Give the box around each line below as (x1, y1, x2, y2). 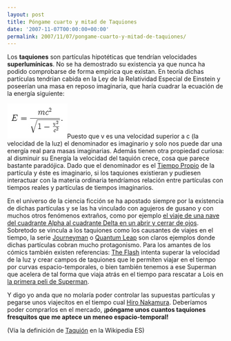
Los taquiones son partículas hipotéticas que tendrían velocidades (7, 52, 197, 61)
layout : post (7, 11, 45, 18)
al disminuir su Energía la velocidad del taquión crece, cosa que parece (7, 154, 210, 162)
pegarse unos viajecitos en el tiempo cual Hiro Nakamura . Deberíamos (7, 298, 208, 306)
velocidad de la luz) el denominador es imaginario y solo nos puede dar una (7, 139, 223, 148)
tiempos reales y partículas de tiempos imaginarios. (7, 184, 154, 192)
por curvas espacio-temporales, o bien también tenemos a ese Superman (7, 263, 217, 271)
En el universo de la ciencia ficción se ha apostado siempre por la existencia (7, 197, 224, 205)
